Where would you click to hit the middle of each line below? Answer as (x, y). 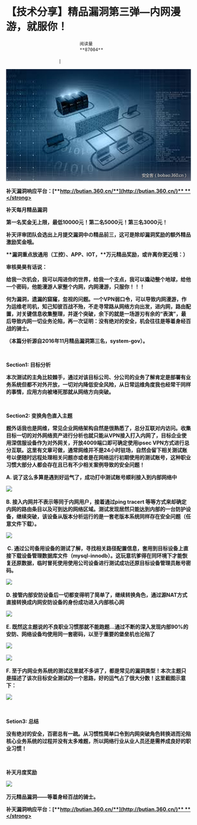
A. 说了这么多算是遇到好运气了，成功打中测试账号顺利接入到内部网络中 (92, 477)
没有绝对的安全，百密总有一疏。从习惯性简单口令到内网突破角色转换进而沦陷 (98, 734)
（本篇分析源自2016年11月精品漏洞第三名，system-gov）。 (77, 341)
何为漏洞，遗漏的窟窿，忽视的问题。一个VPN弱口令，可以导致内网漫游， (94, 299)
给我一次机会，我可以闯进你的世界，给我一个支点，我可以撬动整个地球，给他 (98, 280)
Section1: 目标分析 (28, 365)
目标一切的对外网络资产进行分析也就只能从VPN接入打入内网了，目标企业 (94, 436)
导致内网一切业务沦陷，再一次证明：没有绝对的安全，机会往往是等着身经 (98, 321)
